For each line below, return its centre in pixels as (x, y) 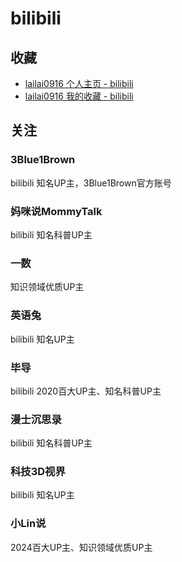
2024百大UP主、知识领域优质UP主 (81, 547)
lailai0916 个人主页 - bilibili (79, 83)
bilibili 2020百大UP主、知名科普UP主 (86, 391)
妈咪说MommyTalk (56, 211)
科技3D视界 (38, 472)
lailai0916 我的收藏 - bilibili (79, 96)
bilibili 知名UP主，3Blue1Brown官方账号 (91, 183)
